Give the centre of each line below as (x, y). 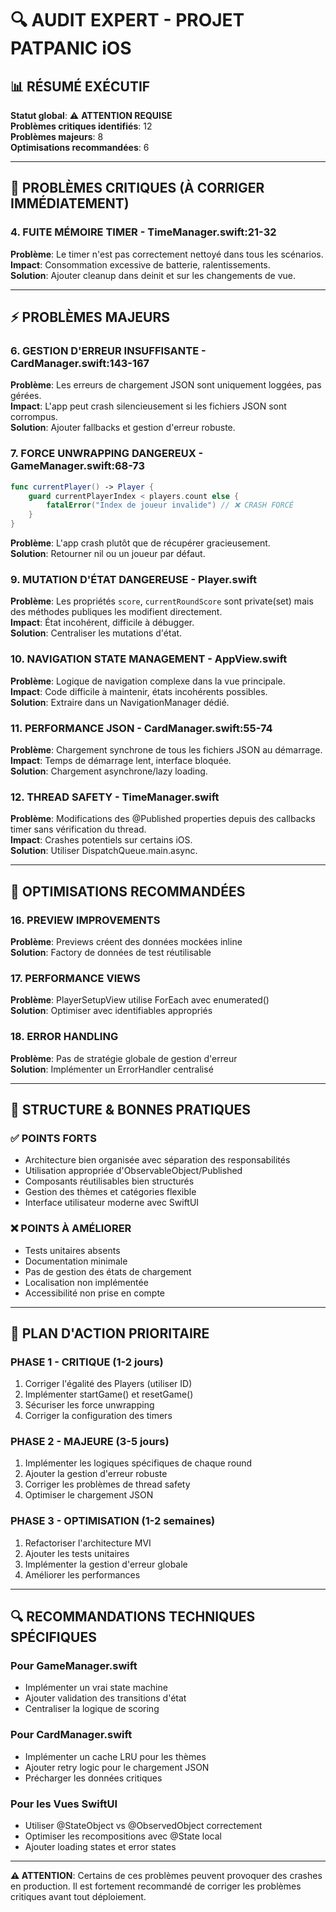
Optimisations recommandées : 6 (80, 147)
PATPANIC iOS (71, 48)
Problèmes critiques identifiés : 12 (81, 126)
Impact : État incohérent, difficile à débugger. (102, 623)
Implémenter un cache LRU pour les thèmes (115, 1756)
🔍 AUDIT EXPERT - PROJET (127, 20)
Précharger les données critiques (93, 1778)
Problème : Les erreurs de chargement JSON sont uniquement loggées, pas (166, 385)
